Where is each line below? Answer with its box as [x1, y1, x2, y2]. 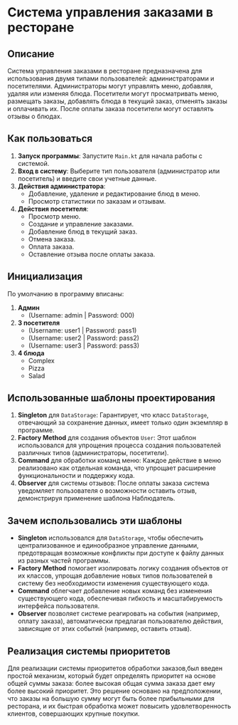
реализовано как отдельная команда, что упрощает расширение [17, 464, 217, 472]
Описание [7, 48, 55, 60]
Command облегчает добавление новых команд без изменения [17, 587, 212, 595]
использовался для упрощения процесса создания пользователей [17, 441, 222, 449]
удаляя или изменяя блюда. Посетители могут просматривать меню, [7, 90, 219, 98]
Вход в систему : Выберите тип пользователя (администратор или [17, 167, 220, 175]
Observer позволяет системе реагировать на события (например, [17, 610, 220, 618]
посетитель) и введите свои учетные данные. [17, 174, 157, 182]
